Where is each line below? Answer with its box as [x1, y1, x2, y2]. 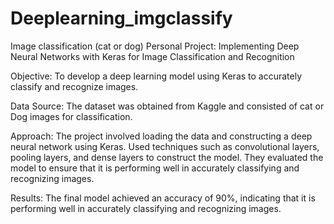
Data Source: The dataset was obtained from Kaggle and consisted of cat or [10, 100, 325, 112]
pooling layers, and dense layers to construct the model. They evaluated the [10, 151, 324, 163]
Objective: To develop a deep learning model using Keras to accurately [10, 70, 303, 82]
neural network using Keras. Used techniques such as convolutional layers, [10, 140, 320, 152]
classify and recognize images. [10, 80, 139, 92]
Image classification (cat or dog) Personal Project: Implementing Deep [10, 40, 300, 52]
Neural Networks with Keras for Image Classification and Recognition [10, 50, 295, 62]
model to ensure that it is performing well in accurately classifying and [10, 162, 300, 174]
